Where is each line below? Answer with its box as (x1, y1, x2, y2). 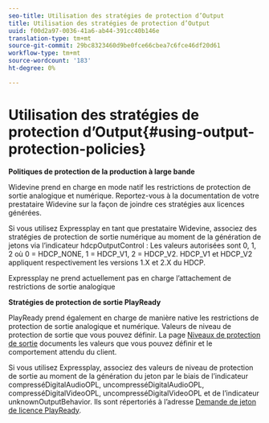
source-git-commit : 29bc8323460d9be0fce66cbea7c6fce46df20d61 (8, 42, 221, 50)
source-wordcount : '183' (8, 57, 92, 65)
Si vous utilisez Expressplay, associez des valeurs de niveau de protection (8, 363, 254, 372)
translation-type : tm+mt (8, 34, 92, 43)
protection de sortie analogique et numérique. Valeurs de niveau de (8, 321, 231, 331)
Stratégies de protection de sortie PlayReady (8, 297, 161, 306)
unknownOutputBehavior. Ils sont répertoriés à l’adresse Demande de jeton (8, 396, 257, 406)
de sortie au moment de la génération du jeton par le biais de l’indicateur (8, 371, 249, 380)
